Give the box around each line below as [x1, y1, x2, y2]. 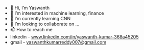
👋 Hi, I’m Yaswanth [10, 5, 50, 11]
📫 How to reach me [10, 27, 53, 32]
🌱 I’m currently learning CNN [10, 16, 71, 21]
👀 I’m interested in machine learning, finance [10, 10, 104, 16]
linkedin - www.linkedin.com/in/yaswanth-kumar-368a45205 [10, 34, 139, 40]
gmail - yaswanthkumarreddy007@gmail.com [10, 39, 106, 45]
